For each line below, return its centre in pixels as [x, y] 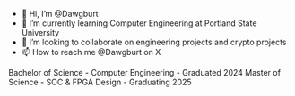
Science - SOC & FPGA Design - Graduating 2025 [100, 82]
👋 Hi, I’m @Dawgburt [60, 14]
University [40, 32]
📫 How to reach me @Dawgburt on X [91, 52]
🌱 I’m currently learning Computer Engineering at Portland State [139, 23]
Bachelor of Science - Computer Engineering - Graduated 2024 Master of [145, 72]
